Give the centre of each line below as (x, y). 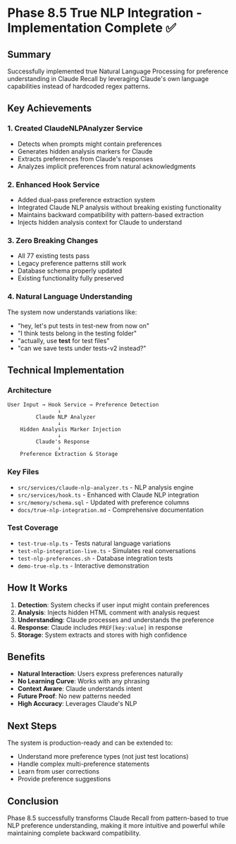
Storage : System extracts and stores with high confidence (102, 635)
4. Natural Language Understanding (70, 297)
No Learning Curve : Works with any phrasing (83, 681)
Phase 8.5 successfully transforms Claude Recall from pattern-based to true (118, 818)
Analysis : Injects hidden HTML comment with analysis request (108, 612)
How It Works (38, 588)
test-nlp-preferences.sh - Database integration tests (95, 558)
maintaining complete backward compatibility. (74, 833)
